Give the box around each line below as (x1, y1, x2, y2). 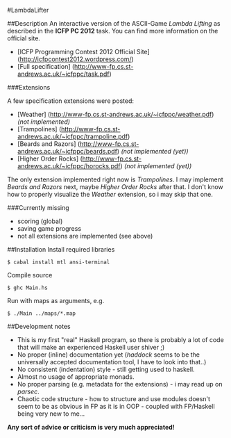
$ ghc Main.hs (7, 284, 49, 291)
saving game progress (17, 225, 82, 232)
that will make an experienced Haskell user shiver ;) (17, 343, 165, 351)
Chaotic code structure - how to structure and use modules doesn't (17, 395, 210, 403)
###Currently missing (7, 204, 69, 211)
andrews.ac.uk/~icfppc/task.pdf (17, 70, 110, 78)
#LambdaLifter (7, 6, 49, 14)
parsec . (17, 387, 40, 396)
